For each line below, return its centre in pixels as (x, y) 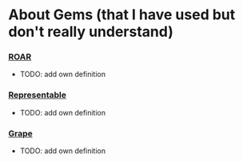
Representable (37, 95)
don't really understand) (91, 32)
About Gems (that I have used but (122, 15)
